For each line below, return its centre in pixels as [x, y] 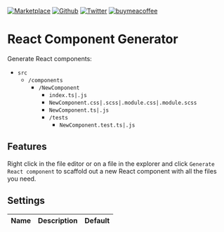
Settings [26, 201]
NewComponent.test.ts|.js [97, 125]
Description [58, 220]
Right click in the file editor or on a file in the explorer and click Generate [111, 163]
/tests [59, 117]
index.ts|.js [68, 95]
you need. [22, 179]
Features [27, 147]
